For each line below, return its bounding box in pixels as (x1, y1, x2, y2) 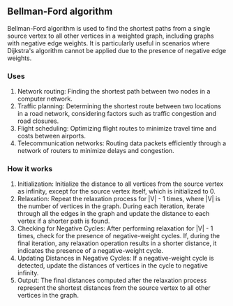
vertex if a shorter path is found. (17, 217, 110, 226)
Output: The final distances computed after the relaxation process (17, 276, 207, 285)
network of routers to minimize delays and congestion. (17, 147, 174, 155)
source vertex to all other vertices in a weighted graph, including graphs (7, 31, 214, 40)
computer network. (17, 94, 73, 103)
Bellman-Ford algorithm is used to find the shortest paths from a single (7, 24, 211, 32)
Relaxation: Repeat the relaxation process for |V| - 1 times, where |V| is (17, 195, 221, 203)
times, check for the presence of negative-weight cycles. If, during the (17, 232, 220, 240)
